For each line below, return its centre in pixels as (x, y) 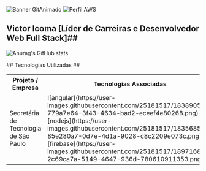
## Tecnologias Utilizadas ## (43, 65)
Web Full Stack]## (42, 38)
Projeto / (25, 80)
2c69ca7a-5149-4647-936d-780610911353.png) (125, 159)
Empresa (25, 88)
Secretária (25, 113)
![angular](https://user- (81, 97)
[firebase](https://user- (81, 143)
